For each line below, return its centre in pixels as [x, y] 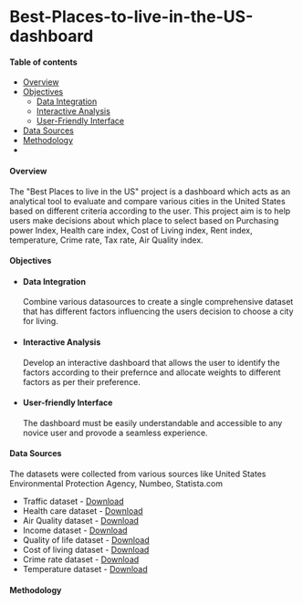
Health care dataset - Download [83, 511]
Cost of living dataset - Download [86, 550]
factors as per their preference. [82, 381]
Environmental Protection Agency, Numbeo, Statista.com [116, 484]
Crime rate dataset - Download [81, 559]
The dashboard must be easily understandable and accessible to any [152, 422]
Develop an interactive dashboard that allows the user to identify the [151, 362]
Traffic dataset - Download [73, 501]
